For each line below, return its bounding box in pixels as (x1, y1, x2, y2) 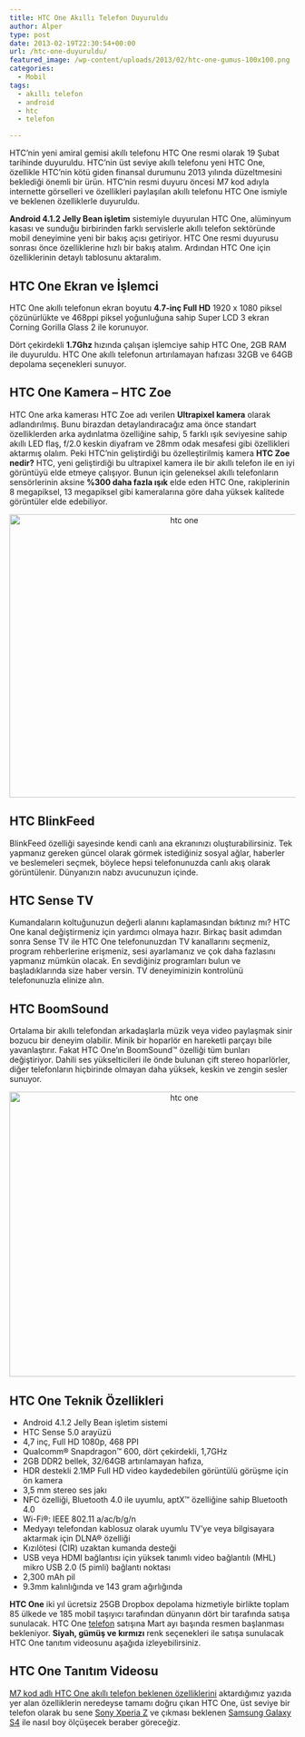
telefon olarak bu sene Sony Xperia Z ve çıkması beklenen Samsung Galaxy (9, 1707, 292, 1718)
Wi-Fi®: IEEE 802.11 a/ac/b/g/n (22, 1514, 136, 1524)
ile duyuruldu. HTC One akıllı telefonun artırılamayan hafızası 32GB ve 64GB (9, 349, 293, 360)
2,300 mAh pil (22, 1572, 75, 1582)
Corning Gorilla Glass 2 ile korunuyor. (9, 322, 149, 333)
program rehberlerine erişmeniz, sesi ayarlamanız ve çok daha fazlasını (9, 946, 276, 957)
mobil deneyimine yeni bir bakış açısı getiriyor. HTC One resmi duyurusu (9, 233, 280, 243)
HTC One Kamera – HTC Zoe (9, 385, 172, 401)
